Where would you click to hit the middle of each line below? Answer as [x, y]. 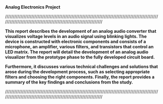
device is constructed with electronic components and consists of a [76, 42]
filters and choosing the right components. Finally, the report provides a [80, 77]
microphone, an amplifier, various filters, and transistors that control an [79, 47]
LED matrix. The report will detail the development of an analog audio [77, 52]
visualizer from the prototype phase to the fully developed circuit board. [80, 57]
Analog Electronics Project [33, 7]
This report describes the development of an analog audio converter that [81, 31]
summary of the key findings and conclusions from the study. [69, 82]
